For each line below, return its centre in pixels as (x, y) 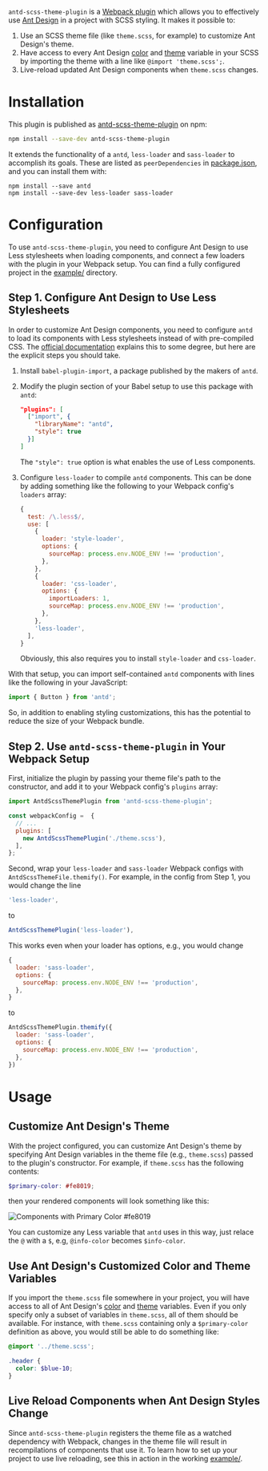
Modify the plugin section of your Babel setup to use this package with (136, 386)
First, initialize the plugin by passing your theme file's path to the (115, 778)
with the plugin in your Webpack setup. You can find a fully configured (124, 264)
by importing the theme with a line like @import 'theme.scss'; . (122, 61)
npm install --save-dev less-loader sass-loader (91, 193)
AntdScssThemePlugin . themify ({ (60, 1028)
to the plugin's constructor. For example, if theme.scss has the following (126, 1162)
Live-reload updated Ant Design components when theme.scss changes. (139, 70)
